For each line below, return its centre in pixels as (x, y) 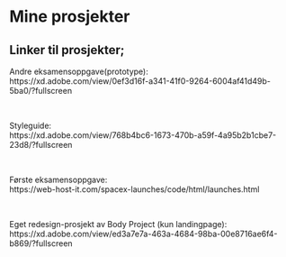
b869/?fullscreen (41, 243)
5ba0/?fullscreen (41, 91)
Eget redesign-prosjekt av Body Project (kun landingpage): (118, 224)
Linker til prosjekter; (67, 50)
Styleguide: (31, 125)
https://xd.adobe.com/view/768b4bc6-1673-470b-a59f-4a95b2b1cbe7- (143, 135)
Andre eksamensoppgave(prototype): (79, 71)
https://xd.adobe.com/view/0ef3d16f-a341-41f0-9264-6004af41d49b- (140, 81)
